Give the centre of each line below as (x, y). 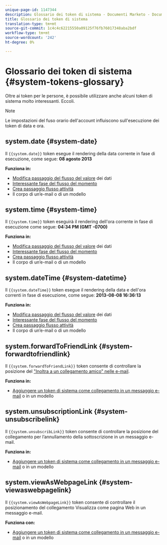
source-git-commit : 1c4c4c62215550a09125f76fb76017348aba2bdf (71, 28)
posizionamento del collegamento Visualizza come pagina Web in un (76, 508)
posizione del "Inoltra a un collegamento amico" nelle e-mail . (68, 371)
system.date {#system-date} (51, 141)
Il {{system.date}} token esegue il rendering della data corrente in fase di (80, 153)
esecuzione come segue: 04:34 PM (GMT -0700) (56, 227)
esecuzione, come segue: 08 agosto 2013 (48, 159)
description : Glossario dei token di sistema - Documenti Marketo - (78, 14)
